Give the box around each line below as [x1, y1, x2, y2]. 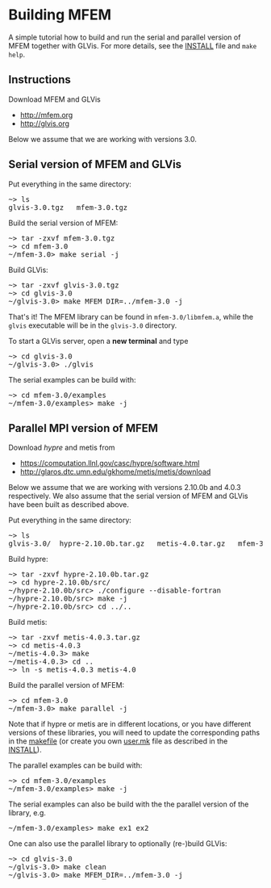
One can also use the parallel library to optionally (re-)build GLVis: [8, 839, 227, 848]
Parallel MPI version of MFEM [8, 421, 159, 435]
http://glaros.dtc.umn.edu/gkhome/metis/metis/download [19, 467, 211, 477]
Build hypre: [8, 555, 48, 564]
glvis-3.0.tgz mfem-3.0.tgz [8, 203, 128, 212]
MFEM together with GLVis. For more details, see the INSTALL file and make [8, 40, 257, 50]
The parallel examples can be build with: [8, 760, 143, 770]
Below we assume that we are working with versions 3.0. [8, 134, 198, 144]
